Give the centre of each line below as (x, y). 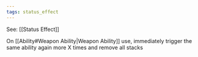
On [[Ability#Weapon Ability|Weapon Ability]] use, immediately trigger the (99, 41)
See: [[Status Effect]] (33, 29)
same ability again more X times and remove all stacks (75, 47)
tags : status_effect (33, 12)
